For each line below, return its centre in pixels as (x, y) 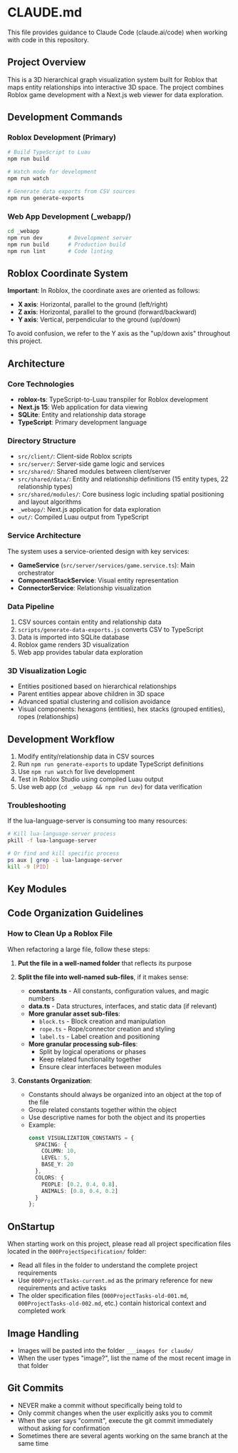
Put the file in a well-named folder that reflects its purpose (105, 963)
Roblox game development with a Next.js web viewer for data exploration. (116, 94)
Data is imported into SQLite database (73, 637)
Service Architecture (44, 535)
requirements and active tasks (62, 1288)
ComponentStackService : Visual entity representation (98, 580)
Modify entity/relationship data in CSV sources (86, 756)
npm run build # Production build (67, 244)
